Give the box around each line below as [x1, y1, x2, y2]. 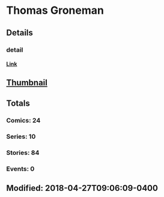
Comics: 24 [6, 116, 41, 124]
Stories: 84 [6, 148, 40, 157]
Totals [6, 98, 30, 108]
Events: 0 [6, 165, 35, 173]
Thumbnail [6, 77, 48, 88]
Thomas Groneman [6, 4, 104, 17]
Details [6, 28, 33, 38]
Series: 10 [6, 132, 36, 141]
